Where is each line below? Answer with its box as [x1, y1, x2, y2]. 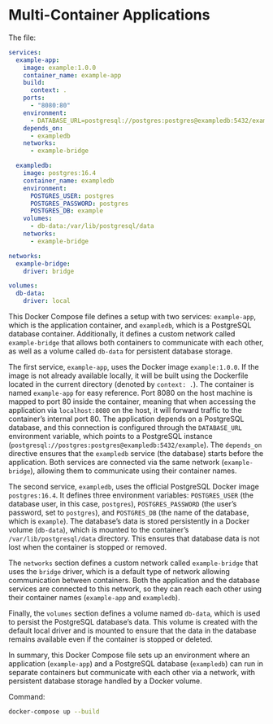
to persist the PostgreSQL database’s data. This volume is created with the [8, 617, 258, 627]
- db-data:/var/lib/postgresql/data [29, 222, 154, 230]
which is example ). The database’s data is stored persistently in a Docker [8, 516, 250, 526]
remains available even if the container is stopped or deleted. [8, 634, 213, 644]
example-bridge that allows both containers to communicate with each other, [8, 338, 264, 348]
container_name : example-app [23, 71, 122, 79]
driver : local [23, 297, 71, 305]
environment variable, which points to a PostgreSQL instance [8, 432, 213, 441]
